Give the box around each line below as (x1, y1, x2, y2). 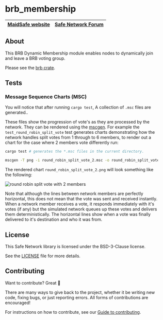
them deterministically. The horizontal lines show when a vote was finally (5, 212, 151, 217)
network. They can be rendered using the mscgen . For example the (5, 124, 140, 130)
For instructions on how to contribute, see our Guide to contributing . (5, 309, 141, 315)
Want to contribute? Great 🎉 (5, 280, 61, 285)
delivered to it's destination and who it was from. (5, 216, 103, 222)
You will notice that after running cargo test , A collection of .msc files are (5, 105, 151, 110)
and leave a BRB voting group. (5, 55, 65, 61)
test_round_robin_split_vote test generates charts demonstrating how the (5, 129, 155, 135)
